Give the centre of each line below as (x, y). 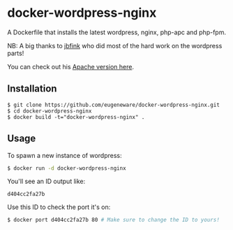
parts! (16, 53)
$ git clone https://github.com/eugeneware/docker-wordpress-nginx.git (113, 105)
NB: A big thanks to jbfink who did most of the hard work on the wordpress (115, 45)
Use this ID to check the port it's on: (59, 207)
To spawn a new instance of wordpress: (65, 155)
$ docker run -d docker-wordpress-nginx (67, 168)
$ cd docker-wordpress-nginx (50, 111)
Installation (32, 89)
